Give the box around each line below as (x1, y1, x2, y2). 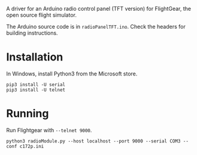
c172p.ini (19, 143, 44, 149)
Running (6, 107, 49, 120)
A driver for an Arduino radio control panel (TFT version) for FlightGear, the (6, 5, 192, 12)
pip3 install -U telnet (6, 87, 66, 93)
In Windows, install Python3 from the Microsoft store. (6, 70, 138, 77)
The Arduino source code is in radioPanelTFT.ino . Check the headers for (6, 23, 186, 30)
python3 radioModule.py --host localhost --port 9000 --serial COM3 (6, 138, 181, 144)
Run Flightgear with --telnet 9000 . (6, 126, 92, 133)
